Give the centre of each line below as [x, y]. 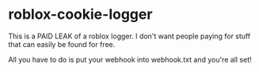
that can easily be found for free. [62, 44]
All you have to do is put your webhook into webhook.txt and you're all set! [130, 59]
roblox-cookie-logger [80, 14]
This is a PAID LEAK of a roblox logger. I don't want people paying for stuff [129, 36]
